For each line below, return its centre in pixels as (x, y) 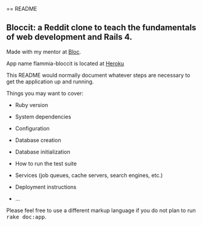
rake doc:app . (26, 216)
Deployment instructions (46, 187)
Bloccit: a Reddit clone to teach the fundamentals (101, 27)
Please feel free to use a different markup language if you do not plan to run (101, 210)
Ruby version (32, 105)
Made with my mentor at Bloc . (44, 51)
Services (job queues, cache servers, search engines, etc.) (89, 175)
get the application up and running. (50, 82)
